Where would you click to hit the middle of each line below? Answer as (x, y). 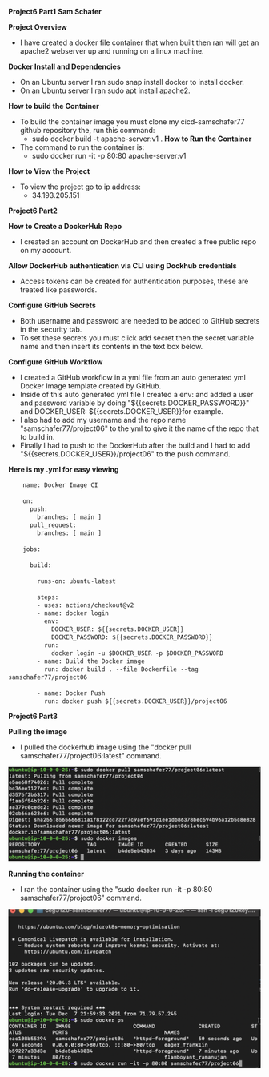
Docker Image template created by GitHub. (90, 386)
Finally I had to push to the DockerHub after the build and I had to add (135, 445)
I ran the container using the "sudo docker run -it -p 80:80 (116, 890)
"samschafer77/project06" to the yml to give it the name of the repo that (139, 428)
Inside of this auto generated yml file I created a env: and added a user (137, 394)
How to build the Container (54, 106)
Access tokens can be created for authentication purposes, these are (134, 281)
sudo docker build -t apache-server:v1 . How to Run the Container (142, 139)
